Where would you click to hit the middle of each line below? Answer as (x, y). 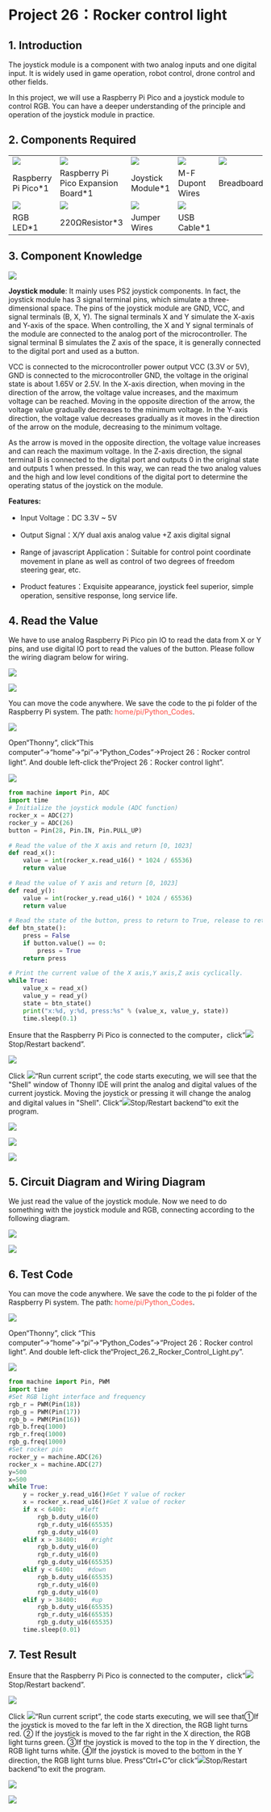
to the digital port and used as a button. (74, 351)
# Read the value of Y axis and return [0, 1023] (94, 883)
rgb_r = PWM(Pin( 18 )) (45, 1404)
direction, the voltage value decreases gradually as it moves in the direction (134, 418)
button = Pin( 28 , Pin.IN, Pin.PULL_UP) (75, 830)
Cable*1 (194, 227)
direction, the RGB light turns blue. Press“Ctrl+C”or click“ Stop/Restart (128, 1760)
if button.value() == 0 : (65, 943)
